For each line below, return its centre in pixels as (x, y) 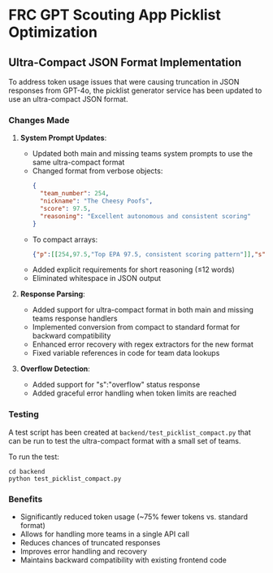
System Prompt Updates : (63, 138)
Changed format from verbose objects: (97, 171)
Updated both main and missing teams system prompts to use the (143, 154)
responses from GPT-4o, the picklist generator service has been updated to (135, 90)
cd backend (27, 471)
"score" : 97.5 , (65, 208)
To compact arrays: (65, 239)
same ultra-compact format (78, 162)
